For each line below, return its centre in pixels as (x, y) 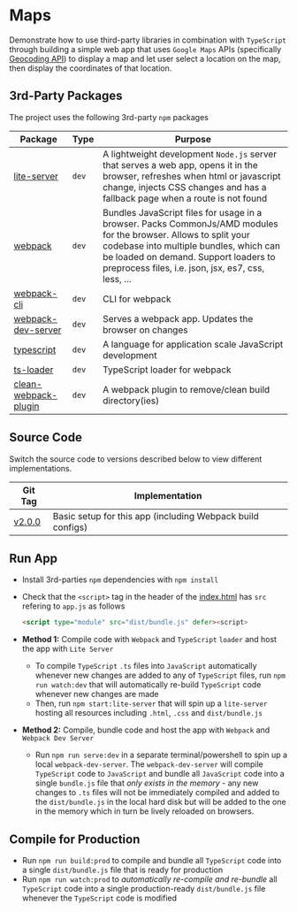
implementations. (41, 468)
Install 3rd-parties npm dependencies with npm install (120, 579)
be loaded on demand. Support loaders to (189, 257)
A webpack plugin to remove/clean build (187, 389)
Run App (34, 558)
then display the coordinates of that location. (91, 68)
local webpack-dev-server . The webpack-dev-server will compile (149, 764)
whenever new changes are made (97, 694)
